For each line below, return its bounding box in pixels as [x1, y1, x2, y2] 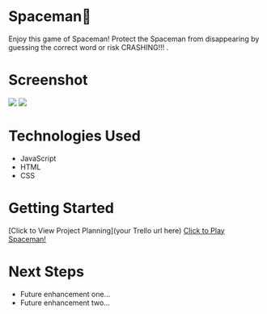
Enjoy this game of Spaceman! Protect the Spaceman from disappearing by [8, 34, 260, 44]
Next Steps [8, 262, 85, 281]
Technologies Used [8, 127, 142, 145]
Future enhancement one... [19, 289, 111, 299]
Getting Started [8, 199, 115, 217]
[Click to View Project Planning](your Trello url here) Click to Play [8, 225, 225, 235]
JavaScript [19, 153, 57, 163]
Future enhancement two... [19, 298, 111, 308]
